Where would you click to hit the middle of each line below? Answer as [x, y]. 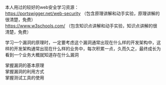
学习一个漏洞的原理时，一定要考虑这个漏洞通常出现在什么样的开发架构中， [81, 42]
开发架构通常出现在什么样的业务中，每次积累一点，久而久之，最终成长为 [87, 49]
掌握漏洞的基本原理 [25, 65]
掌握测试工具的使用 [25, 78]
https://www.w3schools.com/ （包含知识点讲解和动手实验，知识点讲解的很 [81, 26]
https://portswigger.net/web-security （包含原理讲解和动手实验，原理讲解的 [83, 13]
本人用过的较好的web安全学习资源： [42, 7]
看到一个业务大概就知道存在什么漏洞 [42, 55]
